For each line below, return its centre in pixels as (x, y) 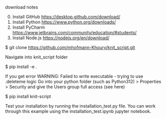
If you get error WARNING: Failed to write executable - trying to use (74, 76)
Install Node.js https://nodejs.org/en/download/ (61, 38)
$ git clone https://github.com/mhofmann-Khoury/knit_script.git (70, 47)
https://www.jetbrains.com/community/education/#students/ (74, 32)
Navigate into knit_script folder (37, 57)
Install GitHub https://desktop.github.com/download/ (66, 17)
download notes (22, 7)
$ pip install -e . (21, 67)
